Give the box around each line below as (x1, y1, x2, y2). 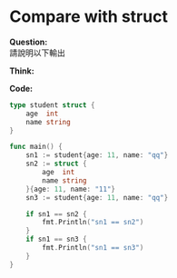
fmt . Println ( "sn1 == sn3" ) (42, 243, 144, 253)
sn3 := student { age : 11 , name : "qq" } (25, 193, 169, 202)
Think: (9, 65, 34, 76)
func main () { (9, 143, 64, 152)
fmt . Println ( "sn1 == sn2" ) (42, 218, 144, 227)
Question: (9, 36, 48, 47)
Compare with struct (9, 6, 168, 27)
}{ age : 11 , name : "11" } (25, 184, 116, 194)
